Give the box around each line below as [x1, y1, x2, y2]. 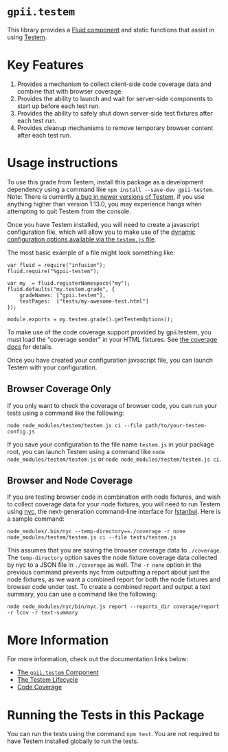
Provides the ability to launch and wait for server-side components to [16, 94, 213, 103]
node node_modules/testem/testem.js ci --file [7, 422, 143, 429]
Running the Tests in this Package [7, 707, 205, 722]
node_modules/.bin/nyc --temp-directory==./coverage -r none [7, 528, 186, 535]
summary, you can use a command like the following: [7, 590, 158, 599]
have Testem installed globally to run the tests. [7, 737, 139, 745]
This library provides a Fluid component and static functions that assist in [7, 25, 215, 34]
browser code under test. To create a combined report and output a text [7, 583, 211, 591]
